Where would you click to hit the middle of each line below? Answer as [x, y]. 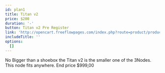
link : [11, 32]
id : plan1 [15, 10]
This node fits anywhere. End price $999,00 [50, 65]
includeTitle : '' [23, 37]
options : [14, 42]
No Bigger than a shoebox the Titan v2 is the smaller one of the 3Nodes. [78, 60]
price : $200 [17, 19]
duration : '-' [20, 23]
